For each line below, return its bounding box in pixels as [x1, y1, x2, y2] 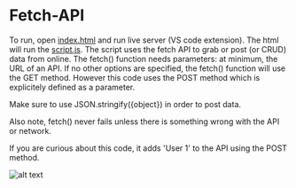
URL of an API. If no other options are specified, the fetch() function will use [9, 63, 286, 74]
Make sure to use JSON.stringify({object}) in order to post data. [9, 98, 242, 109]
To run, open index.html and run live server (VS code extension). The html [9, 35, 279, 45]
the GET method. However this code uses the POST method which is [9, 72, 261, 82]
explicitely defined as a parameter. [9, 82, 136, 92]
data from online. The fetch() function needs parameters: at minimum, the [9, 53, 278, 64]
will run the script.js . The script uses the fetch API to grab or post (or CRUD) [9, 43, 287, 54]
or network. [9, 125, 51, 136]
